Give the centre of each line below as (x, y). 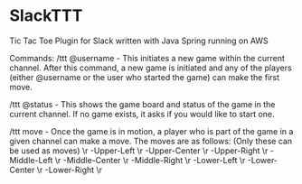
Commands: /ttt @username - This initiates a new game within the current (147, 58)
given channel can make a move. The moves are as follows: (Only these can (151, 141)
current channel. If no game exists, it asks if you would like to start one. (142, 114)
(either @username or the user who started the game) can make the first (145, 77)
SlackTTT (46, 16)
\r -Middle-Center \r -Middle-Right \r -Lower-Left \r (150, 160)
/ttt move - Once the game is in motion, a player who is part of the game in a (151, 131)
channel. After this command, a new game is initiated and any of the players (151, 68)
